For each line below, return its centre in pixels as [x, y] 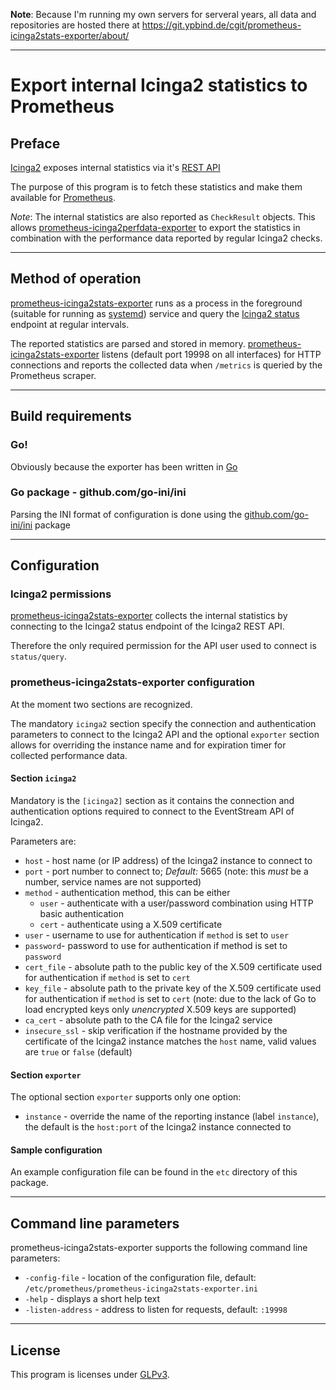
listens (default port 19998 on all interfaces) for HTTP [211, 354]
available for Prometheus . [63, 197]
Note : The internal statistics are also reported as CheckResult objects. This [163, 217]
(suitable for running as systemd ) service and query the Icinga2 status [155, 313]
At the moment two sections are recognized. [101, 704]
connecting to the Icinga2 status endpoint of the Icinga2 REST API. [147, 626]
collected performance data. [69, 755]
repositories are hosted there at [75, 25]
